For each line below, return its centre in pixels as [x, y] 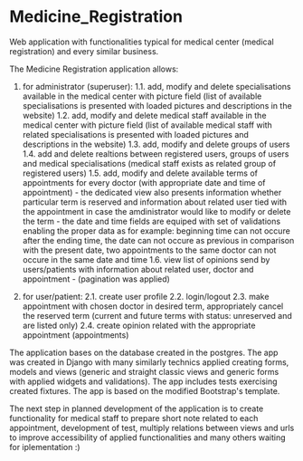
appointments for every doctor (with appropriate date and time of [144, 182]
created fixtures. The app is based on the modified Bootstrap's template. [145, 390]
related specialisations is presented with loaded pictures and [135, 134]
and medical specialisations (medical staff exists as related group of [149, 163]
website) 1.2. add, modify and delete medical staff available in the [144, 115]
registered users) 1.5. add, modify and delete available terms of [140, 173]
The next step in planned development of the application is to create [137, 408]
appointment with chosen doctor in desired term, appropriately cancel [153, 306]
